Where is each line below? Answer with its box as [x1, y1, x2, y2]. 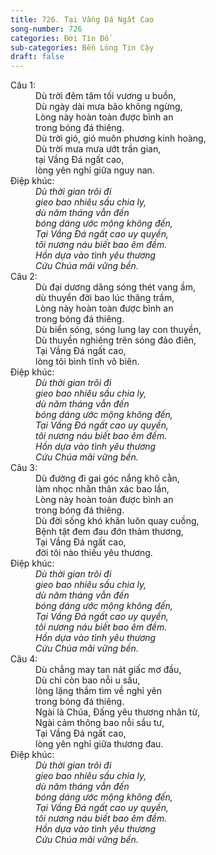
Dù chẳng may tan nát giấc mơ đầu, [35, 664, 182, 676]
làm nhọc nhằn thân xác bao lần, [35, 483, 170, 495]
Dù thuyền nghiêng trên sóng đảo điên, [35, 334, 197, 346]
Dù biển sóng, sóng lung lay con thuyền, [35, 324, 202, 336]
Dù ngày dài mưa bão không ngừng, [35, 101, 183, 113]
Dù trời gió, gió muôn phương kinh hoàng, [35, 132, 207, 145]
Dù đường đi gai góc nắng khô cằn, [35, 472, 180, 485]
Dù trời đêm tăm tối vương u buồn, [35, 90, 177, 102]
